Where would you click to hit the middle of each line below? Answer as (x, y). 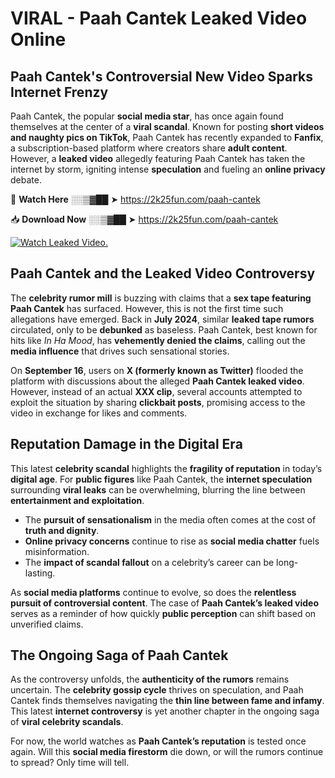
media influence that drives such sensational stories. (120, 351)
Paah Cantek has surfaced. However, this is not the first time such (147, 308)
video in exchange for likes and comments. (99, 413)
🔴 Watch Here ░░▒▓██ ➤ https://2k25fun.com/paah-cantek (135, 199)
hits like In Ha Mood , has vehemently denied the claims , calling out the (158, 340)
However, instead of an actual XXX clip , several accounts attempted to (156, 391)
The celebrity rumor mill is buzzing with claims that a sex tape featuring (161, 298)
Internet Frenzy (59, 92)
